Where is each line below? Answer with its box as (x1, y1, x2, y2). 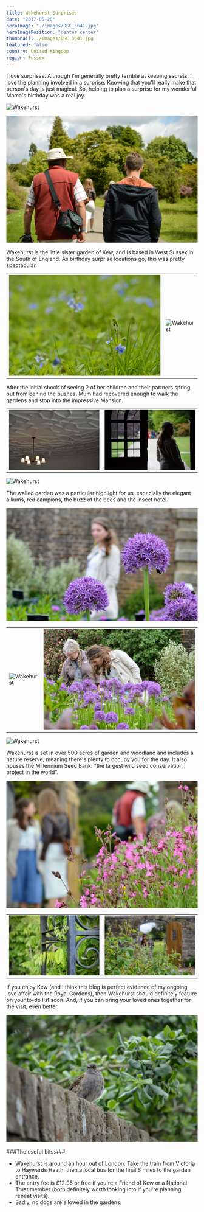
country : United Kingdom (6, 49, 69, 55)
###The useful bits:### (6, 1148, 66, 1155)
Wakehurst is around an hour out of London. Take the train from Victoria (15, 1160, 195, 1168)
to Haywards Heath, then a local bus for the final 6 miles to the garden (15, 1166, 191, 1174)
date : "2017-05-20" (6, 16, 56, 23)
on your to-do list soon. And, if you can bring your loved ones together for (6, 996, 191, 1003)
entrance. (15, 1173, 39, 1180)
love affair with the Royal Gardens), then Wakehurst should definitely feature (6, 989, 197, 997)
